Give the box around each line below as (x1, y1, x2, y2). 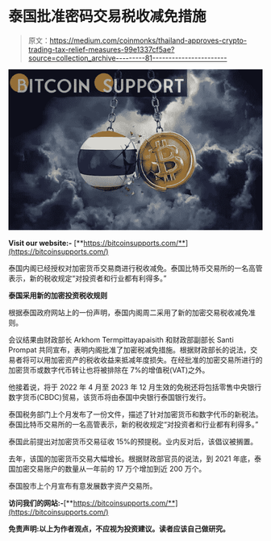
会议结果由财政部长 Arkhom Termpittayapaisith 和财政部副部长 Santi (8, 335, 234, 344)
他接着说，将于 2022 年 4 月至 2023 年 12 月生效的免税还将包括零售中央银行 (8, 382, 262, 392)
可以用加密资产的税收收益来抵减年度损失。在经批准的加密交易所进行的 (29, 355, 263, 364)
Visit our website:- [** (8, 238, 84, 248)
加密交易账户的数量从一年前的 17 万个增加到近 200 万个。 (15, 464, 206, 473)
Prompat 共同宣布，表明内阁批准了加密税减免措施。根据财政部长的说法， (8, 344, 251, 355)
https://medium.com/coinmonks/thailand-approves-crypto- (49, 35, 248, 45)
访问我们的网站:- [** (8, 497, 74, 508)
